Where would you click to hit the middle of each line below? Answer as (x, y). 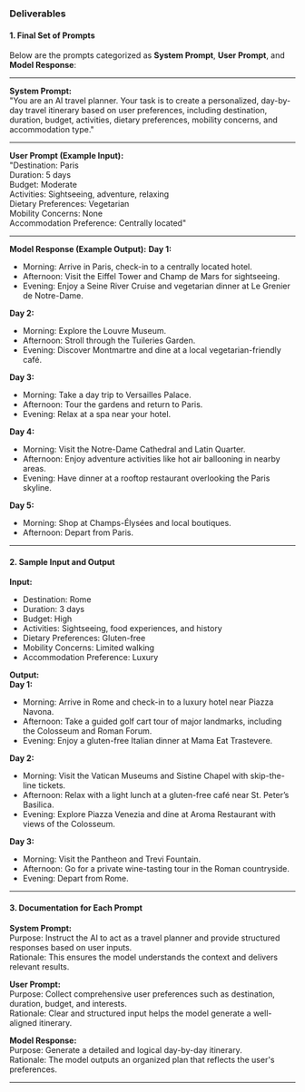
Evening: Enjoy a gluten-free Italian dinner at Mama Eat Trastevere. (148, 741)
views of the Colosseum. (69, 824)
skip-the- (268, 776)
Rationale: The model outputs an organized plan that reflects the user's (142, 1059)
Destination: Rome (57, 600)
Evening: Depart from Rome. (75, 879)
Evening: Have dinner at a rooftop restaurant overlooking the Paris (146, 478)
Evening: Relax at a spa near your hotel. (97, 414)
